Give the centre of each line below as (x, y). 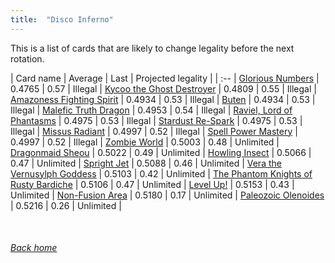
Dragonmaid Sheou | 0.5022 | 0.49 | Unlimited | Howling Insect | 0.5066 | (161, 152)
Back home (34, 248)
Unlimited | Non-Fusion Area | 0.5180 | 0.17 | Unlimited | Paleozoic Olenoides (167, 195)
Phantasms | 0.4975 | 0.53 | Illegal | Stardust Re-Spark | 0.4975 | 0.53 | (156, 120)
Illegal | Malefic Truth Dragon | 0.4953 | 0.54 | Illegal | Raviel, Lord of (151, 110)
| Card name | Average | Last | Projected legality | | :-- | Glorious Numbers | (165, 78)
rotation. (27, 58)
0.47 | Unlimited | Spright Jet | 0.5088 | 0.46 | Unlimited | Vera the (146, 163)
